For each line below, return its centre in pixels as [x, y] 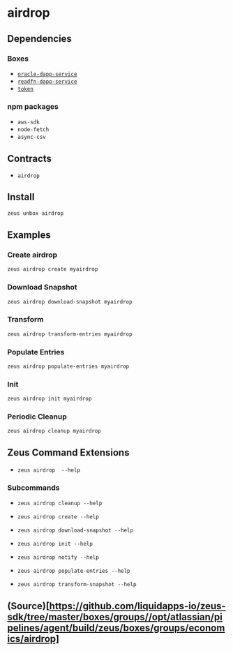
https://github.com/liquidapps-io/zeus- [137, 606]
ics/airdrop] [33, 639]
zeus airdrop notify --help [58, 558]
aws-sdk [28, 122]
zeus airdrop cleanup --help [60, 504]
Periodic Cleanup [37, 417]
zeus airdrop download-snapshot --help [75, 531]
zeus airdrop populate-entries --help [74, 571]
